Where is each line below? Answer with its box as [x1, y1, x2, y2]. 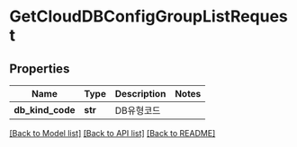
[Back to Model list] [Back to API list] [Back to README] [9, 128, 216, 138]
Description [114, 88, 166, 99]
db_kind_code [13, 104, 76, 116]
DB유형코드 [114, 105, 161, 117]
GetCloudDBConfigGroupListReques [9, 6, 288, 27]
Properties [9, 61, 70, 76]
